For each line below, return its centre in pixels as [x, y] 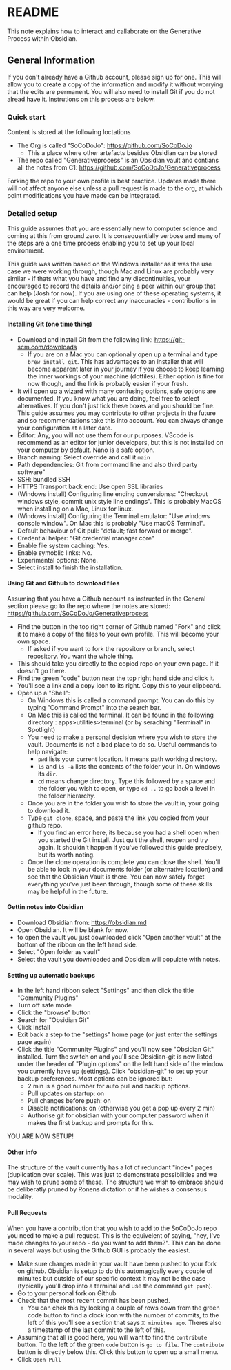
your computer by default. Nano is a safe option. [86, 450]
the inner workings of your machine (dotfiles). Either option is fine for [125, 376]
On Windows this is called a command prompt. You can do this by [121, 700]
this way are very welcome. [46, 308]
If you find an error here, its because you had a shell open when [129, 832]
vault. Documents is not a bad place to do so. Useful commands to [122, 744]
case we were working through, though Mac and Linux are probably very [111, 271]
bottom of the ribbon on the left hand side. [77, 944]
